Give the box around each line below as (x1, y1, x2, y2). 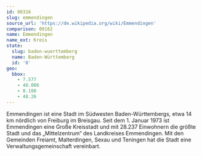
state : (6, 43, 23, 49)
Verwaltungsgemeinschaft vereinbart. (6, 142, 101, 149)
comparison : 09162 (6, 25, 53, 32)
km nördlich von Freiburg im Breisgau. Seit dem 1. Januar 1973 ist (6, 117, 170, 124)
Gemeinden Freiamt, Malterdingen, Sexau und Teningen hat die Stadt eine (6, 136, 192, 143)
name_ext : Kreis (6, 37, 47, 43)
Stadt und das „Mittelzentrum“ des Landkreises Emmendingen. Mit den (6, 129, 184, 137)
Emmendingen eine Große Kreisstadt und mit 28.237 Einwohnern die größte (6, 123, 197, 131)
